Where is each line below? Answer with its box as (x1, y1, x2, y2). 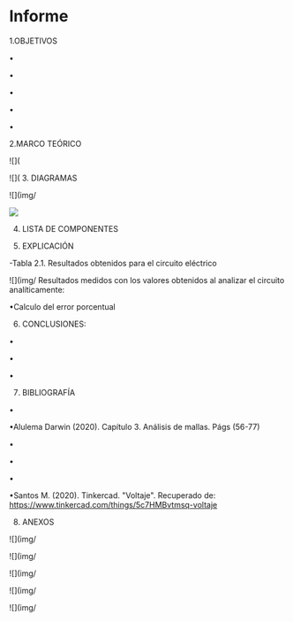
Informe (9, 6, 69, 27)
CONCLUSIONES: (21, 319, 86, 329)
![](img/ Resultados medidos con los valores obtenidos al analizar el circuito (9, 274, 285, 285)
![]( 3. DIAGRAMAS (9, 173, 78, 183)
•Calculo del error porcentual (9, 301, 116, 311)
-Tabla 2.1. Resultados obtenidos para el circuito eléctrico (9, 257, 218, 268)
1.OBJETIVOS (9, 35, 58, 46)
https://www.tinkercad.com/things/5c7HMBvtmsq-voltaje (9, 499, 218, 510)
